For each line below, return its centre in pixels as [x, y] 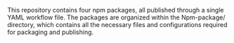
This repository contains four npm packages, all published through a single [116, 10]
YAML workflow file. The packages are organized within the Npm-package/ [116, 17]
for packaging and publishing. [51, 32]
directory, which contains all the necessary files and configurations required [117, 25]
